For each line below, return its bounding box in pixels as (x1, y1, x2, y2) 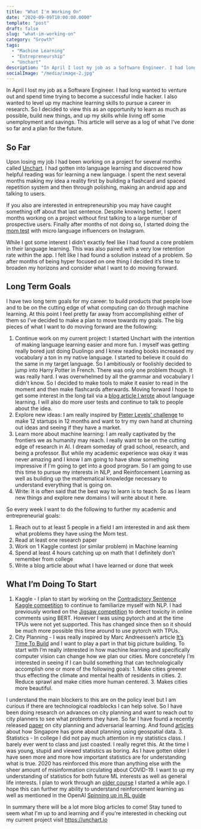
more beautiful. (14, 684, 53, 692)
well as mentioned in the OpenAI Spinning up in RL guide (6, 791, 146, 798)
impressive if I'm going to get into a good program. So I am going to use (14, 462, 192, 469)
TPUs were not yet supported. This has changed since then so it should (14, 620, 191, 627)
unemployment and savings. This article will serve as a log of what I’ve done (6, 118, 194, 126)
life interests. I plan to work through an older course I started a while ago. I (6, 779, 190, 786)
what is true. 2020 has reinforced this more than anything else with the (6, 759, 181, 767)
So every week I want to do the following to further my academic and (6, 505, 176, 513)
